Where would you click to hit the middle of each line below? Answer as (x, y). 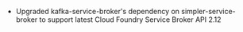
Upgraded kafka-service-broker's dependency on (98, 11)
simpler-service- (208, 11)
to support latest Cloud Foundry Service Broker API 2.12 (130, 20)
